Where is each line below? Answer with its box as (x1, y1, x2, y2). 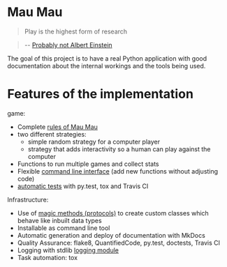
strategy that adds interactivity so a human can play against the (27, 144, 211, 153)
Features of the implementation (7, 86, 194, 102)
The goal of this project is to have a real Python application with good (7, 54, 207, 63)
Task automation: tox (17, 253, 78, 261)
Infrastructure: (7, 195, 49, 204)
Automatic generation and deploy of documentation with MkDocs (17, 231, 206, 239)
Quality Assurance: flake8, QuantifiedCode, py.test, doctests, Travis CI (17, 238, 220, 247)
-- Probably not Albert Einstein (24, 40, 113, 49)
